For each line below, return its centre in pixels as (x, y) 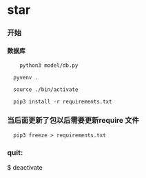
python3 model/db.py (49, 66)
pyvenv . (26, 78)
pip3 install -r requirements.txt (63, 102)
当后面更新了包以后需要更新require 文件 (73, 121)
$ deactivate (25, 167)
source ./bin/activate (46, 90)
